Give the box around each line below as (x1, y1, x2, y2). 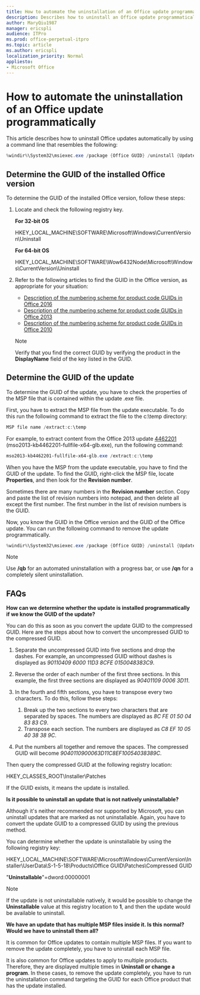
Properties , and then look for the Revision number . (6, 476, 133, 483)
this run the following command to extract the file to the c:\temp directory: (6, 413, 187, 420)
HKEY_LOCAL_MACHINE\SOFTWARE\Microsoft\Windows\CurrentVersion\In (6, 856, 192, 863)
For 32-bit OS (14, 218, 49, 224)
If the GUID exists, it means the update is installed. (6, 785, 130, 792)
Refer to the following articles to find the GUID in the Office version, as (14, 277, 187, 283)
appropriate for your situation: (14, 283, 89, 290)
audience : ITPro (6, 31, 46, 37)
